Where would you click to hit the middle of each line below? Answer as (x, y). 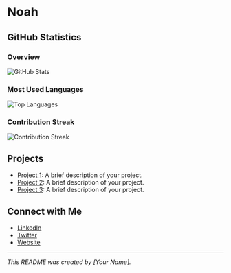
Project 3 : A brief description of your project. (80, 190)
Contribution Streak (41, 122)
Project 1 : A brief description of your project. (80, 175)
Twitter (27, 235)
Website (29, 242)
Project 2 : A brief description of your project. (80, 182)
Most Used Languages (45, 89)
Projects (25, 158)
